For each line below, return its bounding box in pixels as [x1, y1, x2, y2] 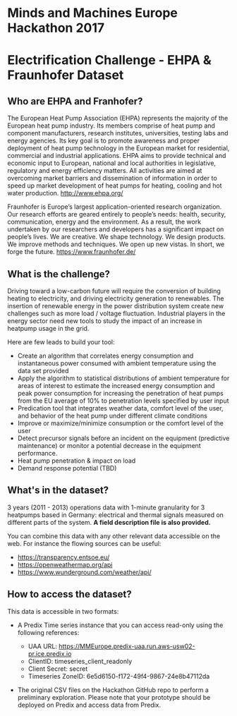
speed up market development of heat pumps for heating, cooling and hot [7, 181, 222, 190]
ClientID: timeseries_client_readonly [28, 657, 133, 665]
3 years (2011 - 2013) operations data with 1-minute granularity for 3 [7, 503, 205, 511]
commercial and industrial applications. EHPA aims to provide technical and [7, 152, 226, 160]
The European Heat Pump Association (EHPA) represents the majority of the [7, 114, 229, 123]
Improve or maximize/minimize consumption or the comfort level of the [17, 419, 224, 427]
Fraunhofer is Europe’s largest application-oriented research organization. [7, 202, 222, 211]
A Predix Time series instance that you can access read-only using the [17, 621, 224, 629]
